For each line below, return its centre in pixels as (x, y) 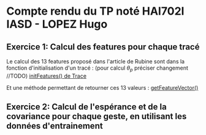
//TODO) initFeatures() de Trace (47, 76)
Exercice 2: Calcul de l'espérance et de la (86, 107)
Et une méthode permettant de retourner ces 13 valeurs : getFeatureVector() (102, 87)
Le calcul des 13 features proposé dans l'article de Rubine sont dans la (96, 61)
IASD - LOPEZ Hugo (57, 24)
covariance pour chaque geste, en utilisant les (97, 116)
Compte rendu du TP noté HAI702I (95, 11)
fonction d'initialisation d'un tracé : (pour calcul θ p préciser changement (97, 68)
